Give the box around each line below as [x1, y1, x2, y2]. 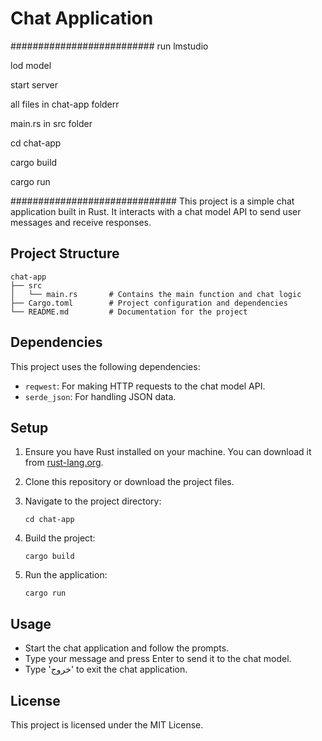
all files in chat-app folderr [10, 98, 120, 110]
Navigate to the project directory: [24, 495, 162, 507]
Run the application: [24, 569, 108, 581]
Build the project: [24, 532, 96, 544]
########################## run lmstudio [10, 40, 209, 52]
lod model [10, 59, 52, 71]
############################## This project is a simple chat [10, 195, 295, 207]
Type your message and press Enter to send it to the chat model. [24, 653, 292, 665]
